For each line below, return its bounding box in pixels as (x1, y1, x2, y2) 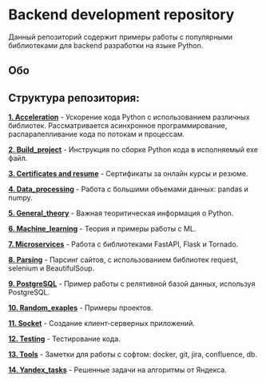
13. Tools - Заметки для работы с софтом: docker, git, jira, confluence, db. (8, 350, 258, 360)
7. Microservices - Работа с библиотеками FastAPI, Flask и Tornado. (8, 239, 239, 249)
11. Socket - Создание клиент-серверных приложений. (8, 319, 196, 328)
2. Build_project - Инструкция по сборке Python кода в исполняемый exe (8, 145, 258, 155)
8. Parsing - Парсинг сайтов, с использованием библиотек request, (8, 255, 238, 265)
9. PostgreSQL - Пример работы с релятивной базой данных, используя (8, 279, 256, 289)
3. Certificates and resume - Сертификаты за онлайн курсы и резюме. (8, 169, 248, 179)
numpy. (8, 193, 34, 203)
